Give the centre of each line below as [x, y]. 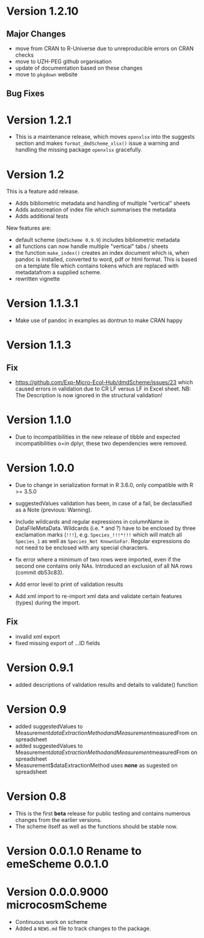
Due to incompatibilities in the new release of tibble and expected [97, 437]
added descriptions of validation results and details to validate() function [106, 684]
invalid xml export [37, 636]
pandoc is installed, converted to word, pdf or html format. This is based [106, 259]
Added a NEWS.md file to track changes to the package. [83, 928]
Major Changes [36, 34]
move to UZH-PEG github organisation [63, 61]
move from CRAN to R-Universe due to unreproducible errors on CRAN [104, 48]
